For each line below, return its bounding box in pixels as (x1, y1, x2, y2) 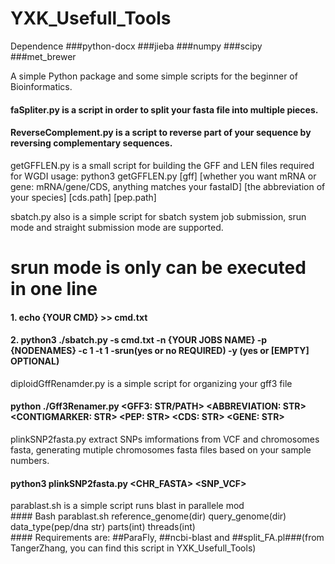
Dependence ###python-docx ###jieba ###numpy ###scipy (10, 40, 263, 52)
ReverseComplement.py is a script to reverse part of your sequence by (10, 127, 312, 139)
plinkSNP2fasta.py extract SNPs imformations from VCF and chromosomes (10, 433, 320, 445)
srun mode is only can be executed (10, 256, 307, 279)
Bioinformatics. (10, 80, 73, 92)
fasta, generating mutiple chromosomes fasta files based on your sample (10, 443, 312, 456)
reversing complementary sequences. (10, 137, 173, 149)
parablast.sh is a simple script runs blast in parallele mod (10, 500, 245, 512)
